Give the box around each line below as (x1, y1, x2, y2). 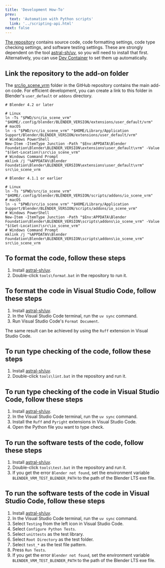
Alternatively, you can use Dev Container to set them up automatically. (5, 55, 148, 61)
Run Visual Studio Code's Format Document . (12, 318, 99, 324)
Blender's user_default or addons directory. (5, 92, 93, 99)
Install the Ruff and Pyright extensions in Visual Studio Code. (12, 419, 137, 425)
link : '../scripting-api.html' (9, 21, 74, 26)
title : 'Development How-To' (5, 7, 65, 12)
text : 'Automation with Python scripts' (9, 16, 94, 21)
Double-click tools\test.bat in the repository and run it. (12, 465, 127, 470)
